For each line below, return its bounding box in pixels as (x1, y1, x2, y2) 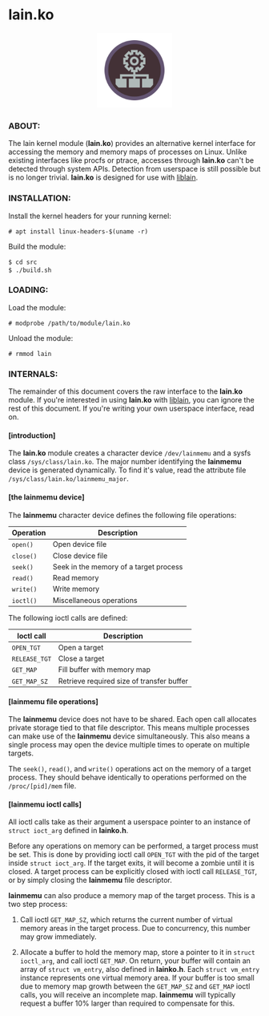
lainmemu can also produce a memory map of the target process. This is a (8, 891, 255, 901)
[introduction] (8, 431, 56, 440)
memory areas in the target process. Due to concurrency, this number (19, 924, 251, 933)
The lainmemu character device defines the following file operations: (8, 510, 237, 520)
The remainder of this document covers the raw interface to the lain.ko (8, 387, 243, 396)
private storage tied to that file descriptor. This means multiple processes (8, 723, 250, 733)
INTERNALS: (8, 368, 58, 379)
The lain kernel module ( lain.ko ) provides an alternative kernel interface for (8, 139, 256, 148)
